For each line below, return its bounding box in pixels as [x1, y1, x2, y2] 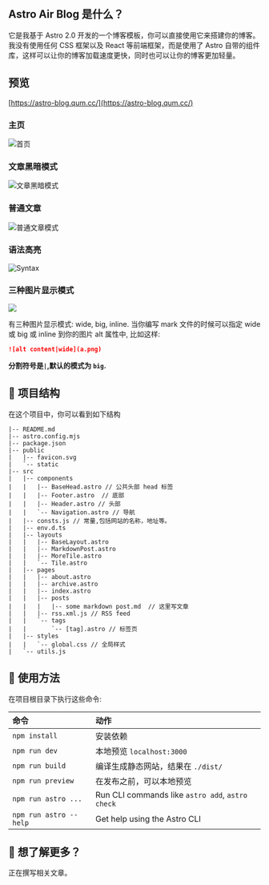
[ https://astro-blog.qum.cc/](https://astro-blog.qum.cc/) [8, 98, 194, 107]
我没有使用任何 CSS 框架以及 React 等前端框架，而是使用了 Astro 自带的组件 [8, 40, 260, 50]
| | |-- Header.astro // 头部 [8, 500, 122, 508]
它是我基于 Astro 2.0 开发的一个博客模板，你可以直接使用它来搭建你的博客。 [8, 30, 260, 40]
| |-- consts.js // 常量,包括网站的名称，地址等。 [8, 517, 171, 525]
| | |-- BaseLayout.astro [8, 537, 110, 546]
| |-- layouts [8, 531, 62, 539]
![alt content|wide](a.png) [8, 345, 102, 354]
